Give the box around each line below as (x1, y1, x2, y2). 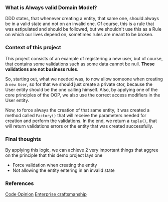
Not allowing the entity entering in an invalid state (12, 167, 115, 173)
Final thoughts (5, 135, 42, 142)
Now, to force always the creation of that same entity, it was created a (5, 107, 150, 113)
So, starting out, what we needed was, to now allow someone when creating (5, 76, 163, 82)
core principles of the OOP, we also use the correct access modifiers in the (5, 92, 160, 98)
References (5, 180, 34, 187)
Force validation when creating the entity (12, 162, 97, 168)
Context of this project (5, 44, 61, 51)
